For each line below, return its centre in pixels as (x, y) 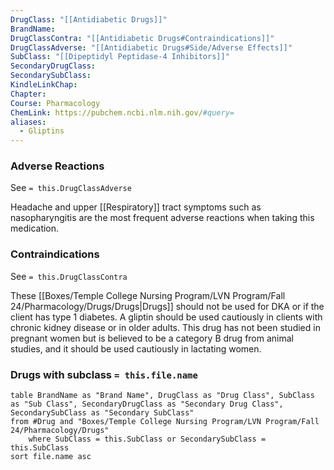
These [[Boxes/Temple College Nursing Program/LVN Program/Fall (148, 295)
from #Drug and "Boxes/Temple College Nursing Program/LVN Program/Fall (165, 422)
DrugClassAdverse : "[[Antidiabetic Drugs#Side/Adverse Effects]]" (151, 47)
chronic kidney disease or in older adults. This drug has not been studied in (165, 327)
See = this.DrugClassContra (69, 276)
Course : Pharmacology (55, 103)
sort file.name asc (51, 457)
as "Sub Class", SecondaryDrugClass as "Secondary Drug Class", (147, 404)
